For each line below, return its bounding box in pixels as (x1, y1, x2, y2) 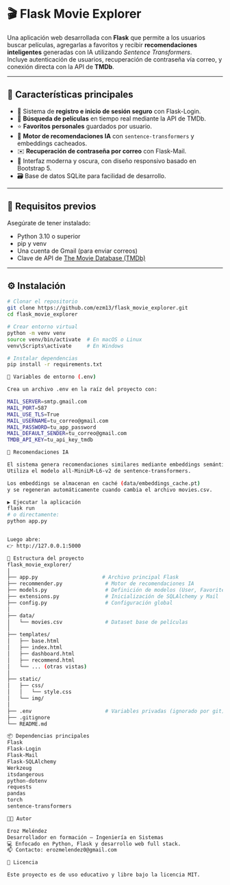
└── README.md (7, 721, 48, 727)
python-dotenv (7, 777, 48, 784)
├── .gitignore (7, 714, 51, 721)
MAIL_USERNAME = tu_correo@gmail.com (7, 417, 109, 424)
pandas (7, 790, 26, 797)
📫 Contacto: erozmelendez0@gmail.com (7, 847, 118, 853)
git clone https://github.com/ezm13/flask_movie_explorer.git (7, 305, 188, 312)
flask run (7, 505, 36, 512)
